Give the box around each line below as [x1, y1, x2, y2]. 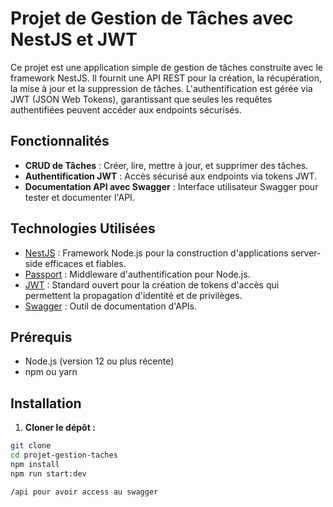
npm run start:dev [10, 468, 87, 479]
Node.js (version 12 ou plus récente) [24, 355, 175, 367]
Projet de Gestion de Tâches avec [10, 7, 294, 30]
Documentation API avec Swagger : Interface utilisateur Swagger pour [24, 180, 319, 192]
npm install [10, 459, 60, 469]
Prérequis [10, 328, 73, 346]
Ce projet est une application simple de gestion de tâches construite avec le [10, 61, 323, 73]
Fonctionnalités [10, 133, 110, 150]
